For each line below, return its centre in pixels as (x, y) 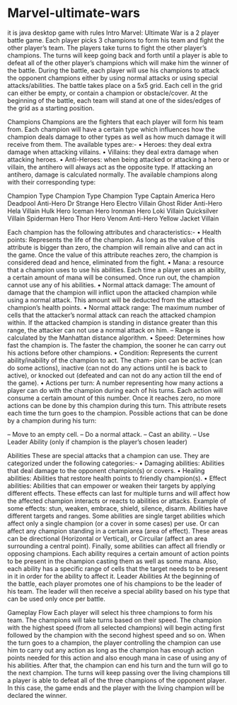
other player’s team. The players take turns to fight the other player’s (107, 48)
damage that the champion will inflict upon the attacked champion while (112, 292)
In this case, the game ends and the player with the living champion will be (116, 688)
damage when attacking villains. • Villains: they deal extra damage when (113, 152)
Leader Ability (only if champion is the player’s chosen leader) (97, 442)
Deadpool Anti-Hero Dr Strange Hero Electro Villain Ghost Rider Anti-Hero (115, 203)
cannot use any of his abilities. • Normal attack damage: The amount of (111, 284)
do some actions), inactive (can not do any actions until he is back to (107, 367)
